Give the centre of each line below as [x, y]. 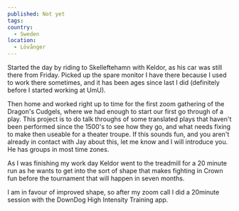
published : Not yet [36, 14]
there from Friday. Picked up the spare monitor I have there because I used [117, 75]
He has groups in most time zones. [58, 149]
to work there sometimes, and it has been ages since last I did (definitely [113, 82]
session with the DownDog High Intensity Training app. [88, 200]
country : [20, 27]
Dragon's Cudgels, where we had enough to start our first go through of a [116, 112]
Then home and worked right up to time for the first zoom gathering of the [116, 104]
